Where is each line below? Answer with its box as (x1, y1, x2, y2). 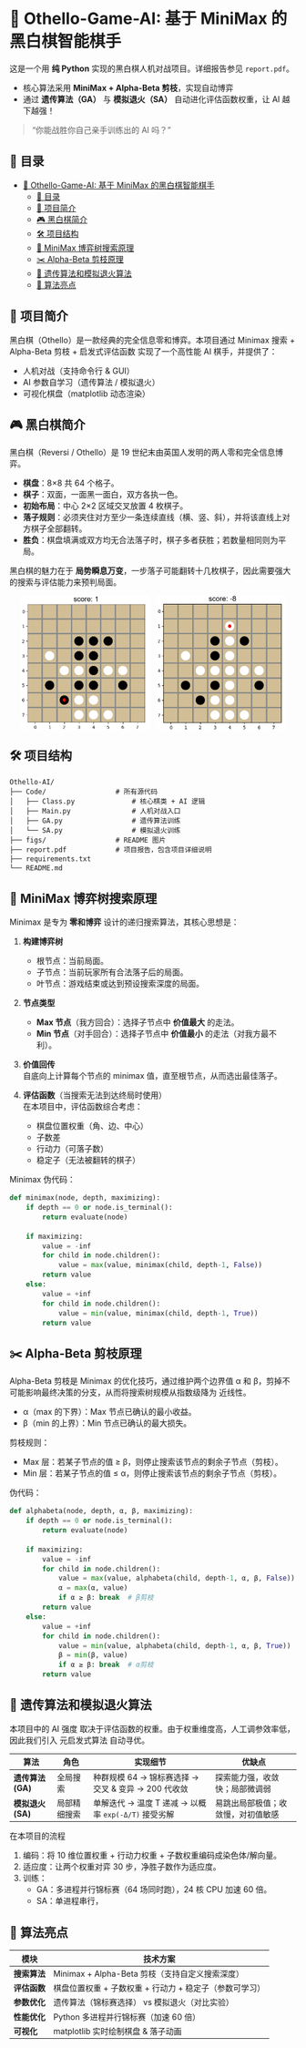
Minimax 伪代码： (9, 1174, 76, 1185)
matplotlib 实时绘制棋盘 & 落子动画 (53, 2025, 182, 2036)
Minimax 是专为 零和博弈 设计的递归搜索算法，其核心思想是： (9, 916, 240, 927)
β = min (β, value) (57, 1651, 128, 1660)
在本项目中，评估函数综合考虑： (22, 1101, 143, 1112)
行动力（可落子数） (36, 1143, 109, 1154)
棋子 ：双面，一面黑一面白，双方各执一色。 (22, 489, 183, 500)
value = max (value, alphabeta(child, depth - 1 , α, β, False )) (57, 1573, 296, 1583)
